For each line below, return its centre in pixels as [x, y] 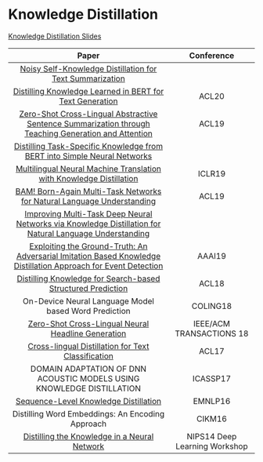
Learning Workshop [212, 446]
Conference [212, 55]
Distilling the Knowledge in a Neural [88, 436]
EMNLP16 [212, 401]
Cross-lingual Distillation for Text [88, 346]
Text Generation [88, 101]
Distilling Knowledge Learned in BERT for [88, 91]
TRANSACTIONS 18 [212, 333]
